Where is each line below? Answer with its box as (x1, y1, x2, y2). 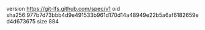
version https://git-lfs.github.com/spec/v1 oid (6, 5, 121, 12)
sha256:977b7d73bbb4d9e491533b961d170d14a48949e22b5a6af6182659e (6, 11, 199, 19)
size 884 (36, 18, 59, 25)
